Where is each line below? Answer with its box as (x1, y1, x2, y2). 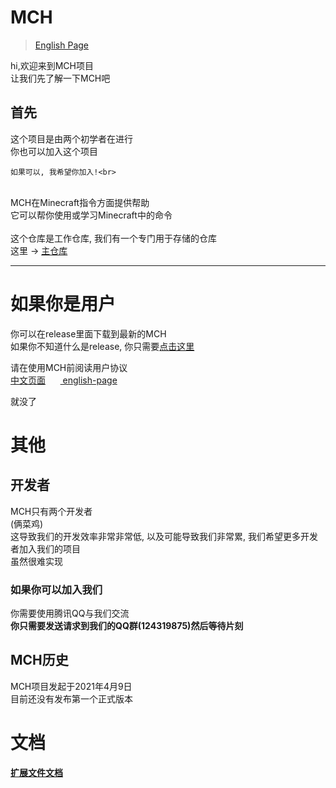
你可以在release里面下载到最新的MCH (10, 327, 167, 340)
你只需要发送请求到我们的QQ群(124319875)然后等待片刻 (10, 619, 244, 631)
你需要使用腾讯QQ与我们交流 (10, 607, 130, 619)
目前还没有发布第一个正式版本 (10, 692, 133, 705)
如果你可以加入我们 (10, 582, 103, 596)
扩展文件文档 (10, 766, 63, 778)
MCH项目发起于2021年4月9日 (10, 680, 133, 692)
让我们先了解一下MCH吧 (10, 72, 111, 84)
